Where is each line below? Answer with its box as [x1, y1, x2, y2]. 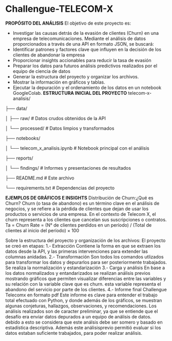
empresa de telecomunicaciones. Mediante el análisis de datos [12, 35, 146, 42]
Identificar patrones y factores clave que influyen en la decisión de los [12, 46, 162, 52]
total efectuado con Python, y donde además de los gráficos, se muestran [5, 297, 162, 303]
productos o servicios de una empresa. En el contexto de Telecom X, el [5, 211, 156, 217]
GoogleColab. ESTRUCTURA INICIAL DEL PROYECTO [12, 90, 127, 96]
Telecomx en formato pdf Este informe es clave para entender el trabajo [5, 292, 158, 298]
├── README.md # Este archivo [5, 175, 74, 181]
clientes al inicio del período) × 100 [5, 227, 80, 233]
